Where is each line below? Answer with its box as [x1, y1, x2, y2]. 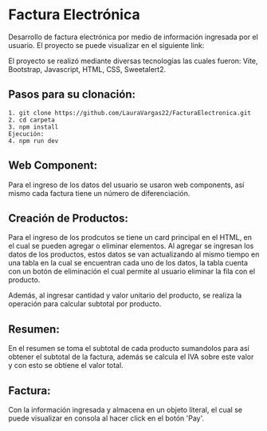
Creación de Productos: [8, 211, 129, 225]
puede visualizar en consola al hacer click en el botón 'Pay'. [8, 413, 205, 423]
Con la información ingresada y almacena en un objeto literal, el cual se [8, 405, 243, 414]
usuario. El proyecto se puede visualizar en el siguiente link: [8, 40, 205, 50]
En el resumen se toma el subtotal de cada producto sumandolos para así [8, 344, 249, 353]
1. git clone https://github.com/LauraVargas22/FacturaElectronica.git [8, 109, 251, 117]
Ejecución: [8, 130, 45, 138]
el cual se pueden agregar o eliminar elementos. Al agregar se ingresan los [8, 241, 254, 251]
